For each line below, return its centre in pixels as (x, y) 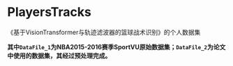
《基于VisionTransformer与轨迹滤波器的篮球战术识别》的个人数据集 (104, 32)
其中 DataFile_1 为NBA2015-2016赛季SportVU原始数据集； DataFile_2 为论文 (116, 47)
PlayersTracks (50, 12)
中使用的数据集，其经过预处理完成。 (59, 56)
